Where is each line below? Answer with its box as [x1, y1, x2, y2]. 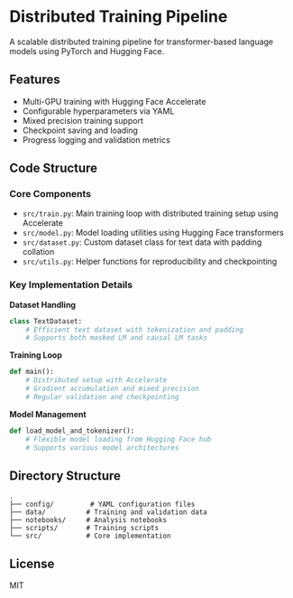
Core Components [9, 188, 92, 201]
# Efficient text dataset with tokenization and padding [25, 325, 244, 334]
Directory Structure [9, 468, 122, 483]
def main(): [9, 368, 54, 377]
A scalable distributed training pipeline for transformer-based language [9, 36, 274, 47]
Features [9, 72, 60, 88]
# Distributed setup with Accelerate [25, 376, 168, 385]
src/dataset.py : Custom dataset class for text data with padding [22, 237, 262, 248]
